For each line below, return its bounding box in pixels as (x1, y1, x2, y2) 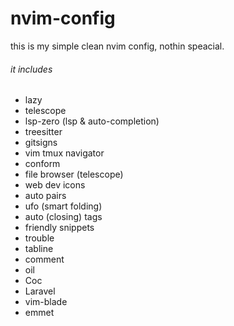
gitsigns (24, 137, 58, 149)
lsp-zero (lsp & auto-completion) (24, 115, 160, 127)
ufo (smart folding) (24, 200, 103, 212)
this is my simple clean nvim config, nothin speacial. (10, 40, 225, 52)
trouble (24, 232, 55, 244)
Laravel (24, 285, 56, 297)
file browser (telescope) (24, 168, 124, 181)
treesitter (24, 126, 63, 138)
